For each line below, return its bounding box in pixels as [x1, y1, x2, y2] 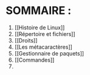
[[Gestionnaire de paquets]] [14, 49, 85, 57]
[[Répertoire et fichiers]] [14, 30, 75, 37]
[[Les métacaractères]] [14, 43, 72, 51]
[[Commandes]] [14, 56, 55, 63]
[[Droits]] [14, 37, 38, 44]
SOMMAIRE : [5, 4, 72, 18]
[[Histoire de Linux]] [14, 24, 65, 31]
